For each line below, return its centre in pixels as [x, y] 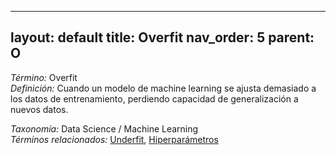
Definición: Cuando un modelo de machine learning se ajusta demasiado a [163, 88]
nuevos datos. [39, 109]
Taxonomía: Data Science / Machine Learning [104, 128]
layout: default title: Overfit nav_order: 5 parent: [162, 37]
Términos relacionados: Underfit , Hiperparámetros [114, 139]
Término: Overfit [44, 77]
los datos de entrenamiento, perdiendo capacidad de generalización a [154, 98]
